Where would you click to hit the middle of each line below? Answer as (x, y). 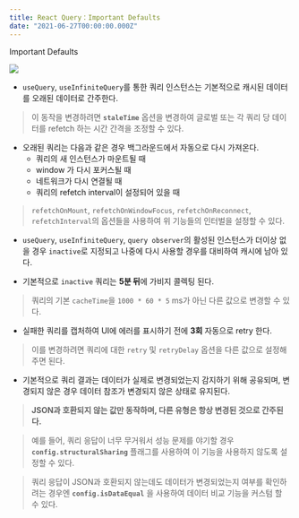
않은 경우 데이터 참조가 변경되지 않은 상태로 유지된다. (138, 391)
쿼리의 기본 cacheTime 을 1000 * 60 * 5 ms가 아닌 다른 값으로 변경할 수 (156, 300)
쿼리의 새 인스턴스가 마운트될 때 (90, 159)
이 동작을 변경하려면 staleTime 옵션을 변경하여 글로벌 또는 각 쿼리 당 (150, 117)
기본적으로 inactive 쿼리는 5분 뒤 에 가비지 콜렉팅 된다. (118, 281)
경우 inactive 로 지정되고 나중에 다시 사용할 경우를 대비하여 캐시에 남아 (155, 251)
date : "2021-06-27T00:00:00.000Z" (74, 26)
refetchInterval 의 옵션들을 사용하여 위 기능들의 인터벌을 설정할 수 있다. (158, 220)
